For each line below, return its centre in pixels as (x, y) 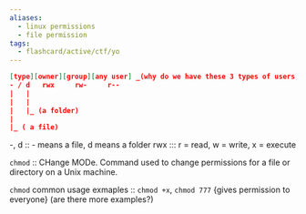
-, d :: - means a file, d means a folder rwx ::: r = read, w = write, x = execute (153, 145)
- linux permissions (56, 26)
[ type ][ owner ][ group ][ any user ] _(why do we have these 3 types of (140, 77)
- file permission (53, 35)
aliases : (26, 18)
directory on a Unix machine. (64, 172)
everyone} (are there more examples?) (82, 199)
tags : (20, 43)
